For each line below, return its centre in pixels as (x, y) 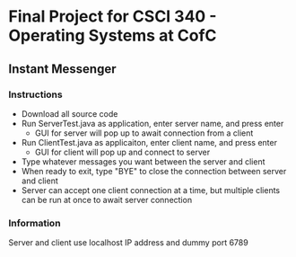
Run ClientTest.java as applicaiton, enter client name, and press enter (149, 142)
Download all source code (70, 113)
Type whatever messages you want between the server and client (143, 161)
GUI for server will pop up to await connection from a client (144, 133)
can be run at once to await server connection (107, 199)
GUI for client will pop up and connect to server (122, 152)
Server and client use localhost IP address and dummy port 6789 (128, 243)
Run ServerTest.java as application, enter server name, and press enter (152, 123)
